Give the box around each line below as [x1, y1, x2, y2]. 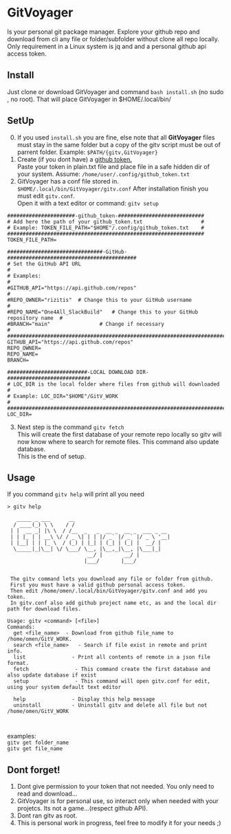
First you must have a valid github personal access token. [10, 582, 186, 589]
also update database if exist [7, 672, 97, 679]
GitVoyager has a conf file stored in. [16, 177, 119, 185]
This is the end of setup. [16, 452, 86, 460]
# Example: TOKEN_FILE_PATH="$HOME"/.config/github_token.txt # [7, 224, 205, 231]
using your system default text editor [7, 684, 122, 691]
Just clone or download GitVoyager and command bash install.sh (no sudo [7, 87, 224, 96]
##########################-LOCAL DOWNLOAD [7, 369, 134, 375]
